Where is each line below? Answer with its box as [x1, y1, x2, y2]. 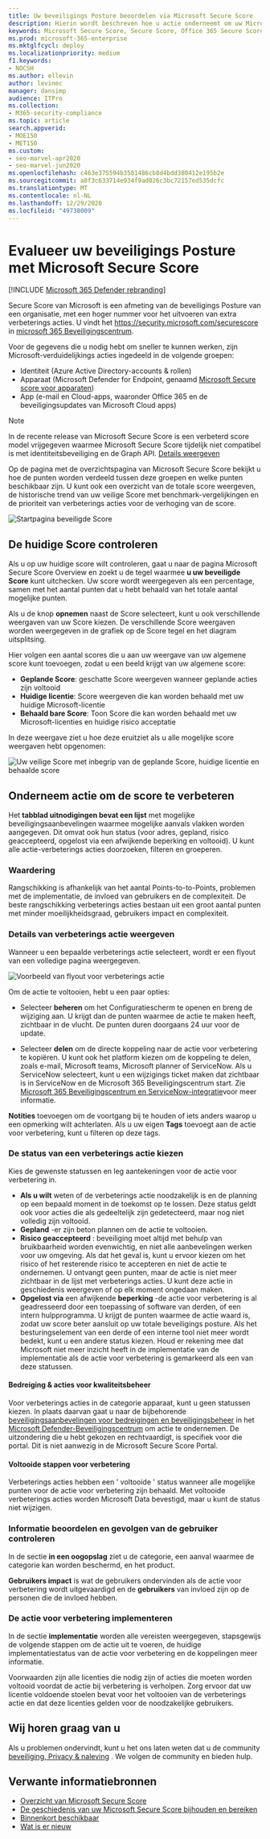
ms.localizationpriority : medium [8, 49, 121, 57]
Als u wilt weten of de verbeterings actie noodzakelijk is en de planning [19, 1190, 257, 1200]
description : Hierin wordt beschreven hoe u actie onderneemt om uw [8, 19, 243, 27]
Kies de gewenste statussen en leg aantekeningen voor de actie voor [8, 1166, 237, 1176]
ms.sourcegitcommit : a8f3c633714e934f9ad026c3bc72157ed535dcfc [8, 176, 225, 185]
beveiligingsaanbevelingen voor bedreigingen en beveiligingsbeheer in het [8, 1415, 255, 1425]
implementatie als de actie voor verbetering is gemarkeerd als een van [19, 1353, 254, 1363]
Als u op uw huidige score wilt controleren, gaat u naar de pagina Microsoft [8, 559, 258, 569]
